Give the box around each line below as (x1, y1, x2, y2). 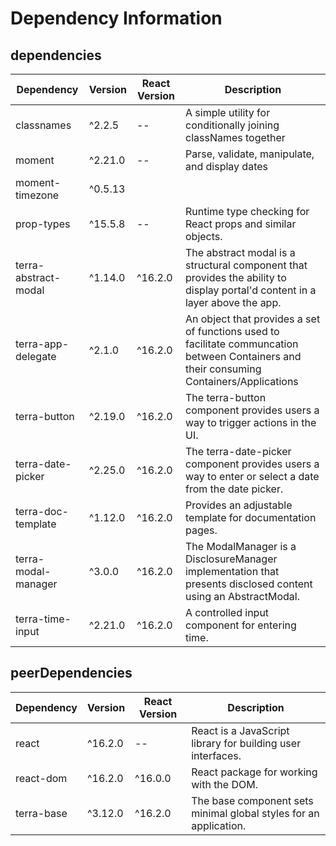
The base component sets (191, 793, 314, 807)
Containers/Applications (184, 375, 299, 388)
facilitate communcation (184, 337, 299, 351)
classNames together (184, 131, 286, 144)
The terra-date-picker (184, 445, 292, 458)
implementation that (184, 565, 280, 578)
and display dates (184, 160, 268, 173)
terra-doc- (15, 505, 69, 518)
